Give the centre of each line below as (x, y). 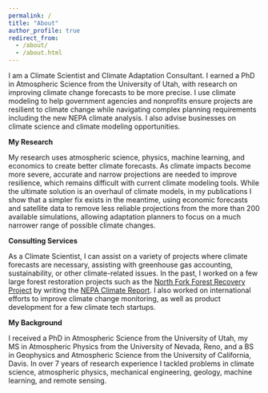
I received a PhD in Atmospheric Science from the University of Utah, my (128, 338)
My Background (35, 323)
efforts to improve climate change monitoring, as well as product (115, 299)
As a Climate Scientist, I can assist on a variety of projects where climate (128, 256)
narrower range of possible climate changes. (82, 225)
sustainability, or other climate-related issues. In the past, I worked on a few (133, 273)
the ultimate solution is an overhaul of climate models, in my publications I (130, 191)
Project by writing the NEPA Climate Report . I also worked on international (130, 290)
